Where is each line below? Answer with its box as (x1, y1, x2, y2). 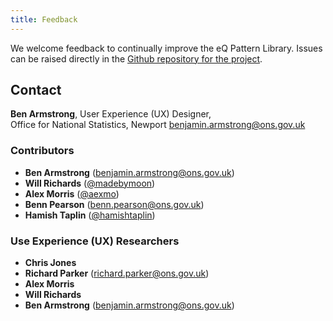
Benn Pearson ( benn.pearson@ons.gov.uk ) (24, 198, 205, 210)
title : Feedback (10, 14, 78, 25)
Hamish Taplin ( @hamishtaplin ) (24, 209, 156, 221)
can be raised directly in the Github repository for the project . (10, 52, 263, 65)
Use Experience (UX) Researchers (10, 234, 180, 248)
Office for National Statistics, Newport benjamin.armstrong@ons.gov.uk (10, 119, 306, 131)
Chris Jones (24, 257, 77, 269)
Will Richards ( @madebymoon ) (24, 177, 156, 189)
